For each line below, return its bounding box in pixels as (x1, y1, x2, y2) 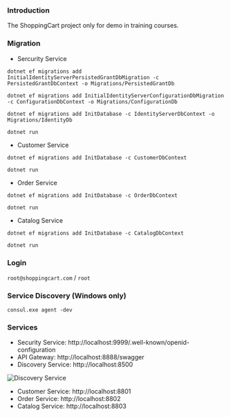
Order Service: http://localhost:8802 (17, 395, 121, 403)
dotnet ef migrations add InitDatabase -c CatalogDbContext (7, 230, 185, 237)
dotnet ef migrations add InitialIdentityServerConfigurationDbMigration (7, 92, 225, 99)
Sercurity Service (17, 54, 67, 62)
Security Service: (17, 339, 67, 347)
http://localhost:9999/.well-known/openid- (68, 339, 190, 347)
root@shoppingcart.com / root (7, 273, 91, 282)
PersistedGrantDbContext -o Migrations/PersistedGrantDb (7, 80, 175, 87)
